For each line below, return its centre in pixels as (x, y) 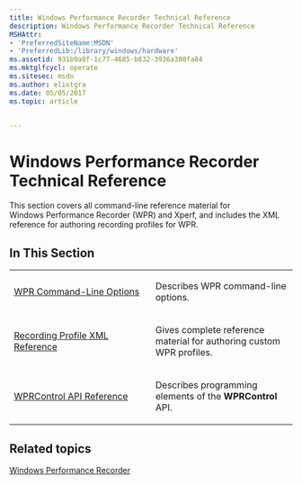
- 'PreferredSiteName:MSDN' (62, 43)
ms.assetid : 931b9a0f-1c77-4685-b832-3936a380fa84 (106, 59)
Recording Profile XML (62, 336)
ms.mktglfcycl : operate (54, 68)
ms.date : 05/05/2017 (48, 93)
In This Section (52, 253)
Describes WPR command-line (221, 286)
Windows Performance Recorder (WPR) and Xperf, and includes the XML (145, 215)
